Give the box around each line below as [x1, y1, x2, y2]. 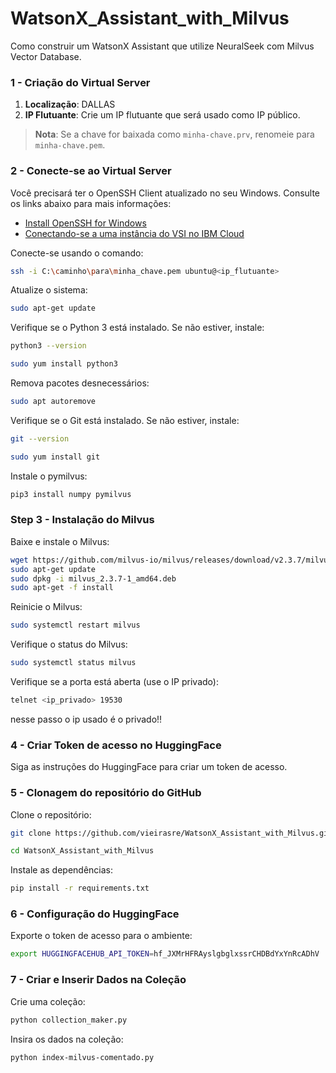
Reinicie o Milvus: [10, 601, 83, 613]
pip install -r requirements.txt [10, 883, 150, 894]
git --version [10, 433, 70, 444]
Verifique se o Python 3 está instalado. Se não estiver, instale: [10, 322, 265, 334]
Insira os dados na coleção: [10, 1033, 124, 1045]
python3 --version [10, 341, 87, 351]
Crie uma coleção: [10, 995, 86, 1007]
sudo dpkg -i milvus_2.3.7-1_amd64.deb [10, 573, 177, 584]
